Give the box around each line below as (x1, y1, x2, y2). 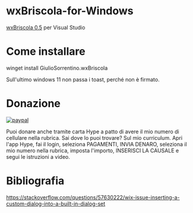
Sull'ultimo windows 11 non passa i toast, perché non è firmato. (6, 76, 160, 83)
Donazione (6, 97, 61, 111)
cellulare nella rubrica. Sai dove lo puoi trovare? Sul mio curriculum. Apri (6, 134, 183, 141)
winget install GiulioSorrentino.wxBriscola (6, 64, 108, 71)
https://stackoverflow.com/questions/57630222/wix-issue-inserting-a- (6, 193, 180, 201)
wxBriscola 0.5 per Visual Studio (6, 24, 86, 31)
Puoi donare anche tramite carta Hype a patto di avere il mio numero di (6, 128, 179, 135)
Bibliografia (6, 174, 65, 187)
